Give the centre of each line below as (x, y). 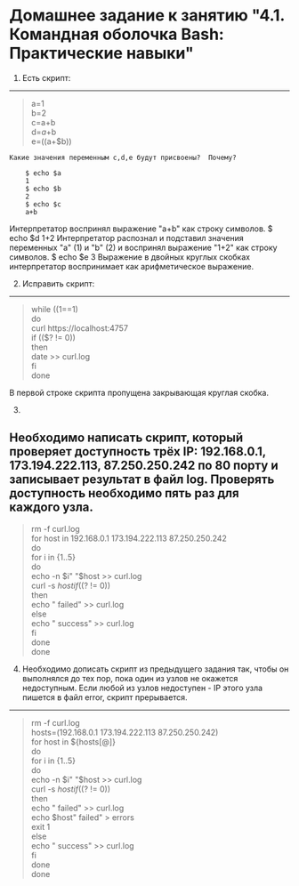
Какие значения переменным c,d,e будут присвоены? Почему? (123, 157)
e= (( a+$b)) (52, 141)
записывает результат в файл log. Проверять (142, 480)
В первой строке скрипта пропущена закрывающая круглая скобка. (139, 392)
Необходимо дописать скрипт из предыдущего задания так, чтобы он (155, 669)
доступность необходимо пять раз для (124, 493)
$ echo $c (44, 204)
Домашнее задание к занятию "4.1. (147, 16)
